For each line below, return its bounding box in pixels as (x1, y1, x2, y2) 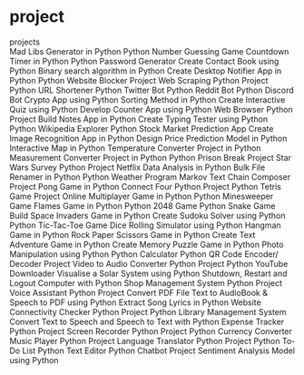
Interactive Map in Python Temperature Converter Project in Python (9, 143, 261, 153)
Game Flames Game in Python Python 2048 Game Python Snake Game (9, 200, 276, 211)
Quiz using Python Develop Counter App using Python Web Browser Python (9, 104, 293, 114)
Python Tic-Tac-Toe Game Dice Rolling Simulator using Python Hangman (9, 220, 281, 231)
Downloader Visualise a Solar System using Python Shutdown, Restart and (9, 268, 288, 279)
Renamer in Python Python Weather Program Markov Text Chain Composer (9, 171, 291, 183)
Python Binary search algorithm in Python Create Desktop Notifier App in (9, 65, 282, 76)
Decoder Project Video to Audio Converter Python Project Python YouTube (9, 258, 289, 269)
